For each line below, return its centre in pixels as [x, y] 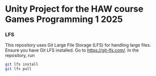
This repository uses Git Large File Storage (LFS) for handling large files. [78, 45]
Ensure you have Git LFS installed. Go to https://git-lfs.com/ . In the [72, 50]
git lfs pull [18, 69]
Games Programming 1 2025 [64, 19]
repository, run [20, 56]
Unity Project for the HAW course [74, 9]
